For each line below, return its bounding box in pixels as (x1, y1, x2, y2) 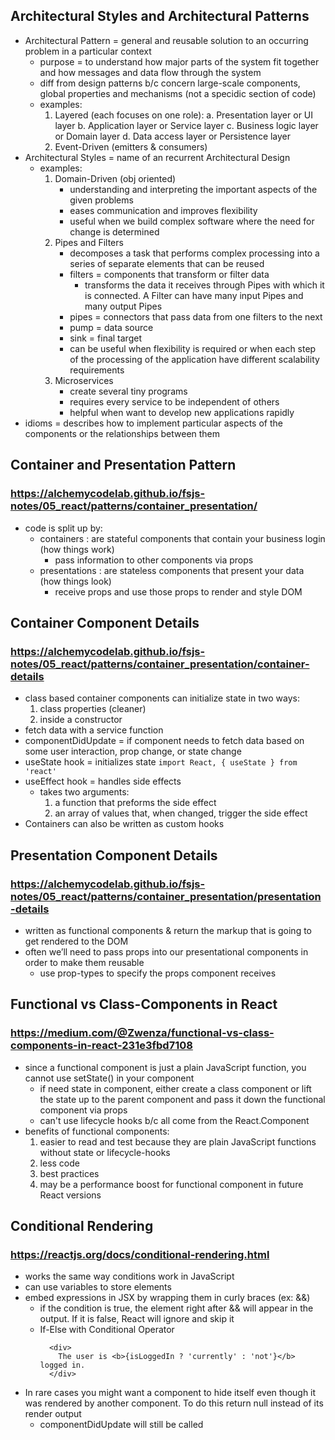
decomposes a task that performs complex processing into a (69, 247, 320, 259)
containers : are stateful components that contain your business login (39, 532, 326, 544)
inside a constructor (39, 714, 123, 726)
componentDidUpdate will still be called (39, 1419, 204, 1431)
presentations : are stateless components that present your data (39, 564, 305, 576)
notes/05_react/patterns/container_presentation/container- (10, 657, 310, 671)
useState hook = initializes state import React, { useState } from (24, 756, 298, 768)
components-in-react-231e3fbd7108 (10, 1039, 193, 1053)
